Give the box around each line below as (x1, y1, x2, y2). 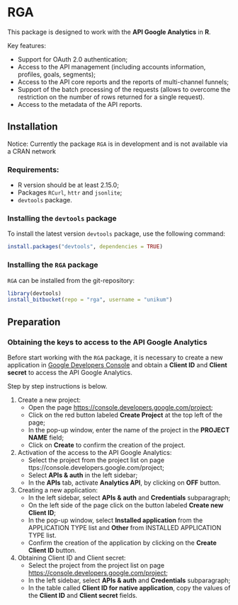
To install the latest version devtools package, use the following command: (7, 229, 225, 238)
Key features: (7, 41, 46, 50)
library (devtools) (7, 289, 62, 297)
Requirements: (7, 164, 59, 174)
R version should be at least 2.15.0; (17, 181, 119, 190)
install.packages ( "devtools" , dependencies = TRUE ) (7, 243, 163, 250)
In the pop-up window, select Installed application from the (28, 516, 203, 524)
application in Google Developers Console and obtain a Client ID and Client (7, 360, 228, 369)
